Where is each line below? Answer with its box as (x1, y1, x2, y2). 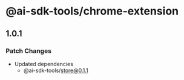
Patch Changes (5, 47, 52, 55)
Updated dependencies (14, 60, 74, 67)
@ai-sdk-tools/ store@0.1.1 (23, 67, 88, 74)
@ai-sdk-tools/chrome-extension (5, 4, 179, 18)
